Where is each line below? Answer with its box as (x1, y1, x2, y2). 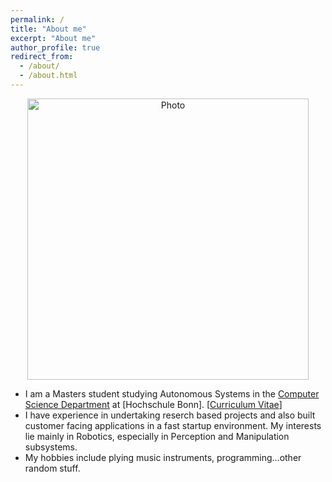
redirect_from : (10, 52, 74, 62)
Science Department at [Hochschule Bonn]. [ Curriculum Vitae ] (24, 398, 283, 410)
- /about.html (19, 71, 78, 81)
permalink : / (10, 14, 65, 25)
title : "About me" (10, 24, 87, 34)
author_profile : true (10, 42, 101, 53)
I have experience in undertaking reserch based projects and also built (24, 409, 316, 421)
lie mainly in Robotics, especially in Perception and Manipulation (24, 430, 290, 442)
